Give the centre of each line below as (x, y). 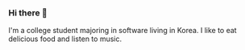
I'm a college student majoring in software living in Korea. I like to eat (122, 31)
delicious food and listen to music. (65, 39)
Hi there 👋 (28, 13)
